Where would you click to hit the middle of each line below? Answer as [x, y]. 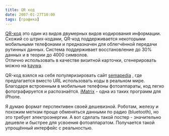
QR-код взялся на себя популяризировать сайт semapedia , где [74, 76]
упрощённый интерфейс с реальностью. [49, 128]
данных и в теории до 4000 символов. [47, 55]
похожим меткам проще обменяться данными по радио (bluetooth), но [82, 112]
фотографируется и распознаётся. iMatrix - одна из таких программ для [83, 92]
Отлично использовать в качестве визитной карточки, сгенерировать [81, 60]
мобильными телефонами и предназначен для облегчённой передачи [81, 44]
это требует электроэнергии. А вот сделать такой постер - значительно [83, 117]
